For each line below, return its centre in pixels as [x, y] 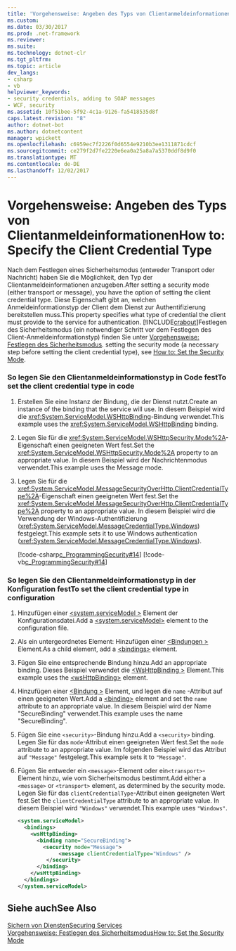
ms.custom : [23, 20]
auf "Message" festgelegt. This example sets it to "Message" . [102, 757]
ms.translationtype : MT [42, 158]
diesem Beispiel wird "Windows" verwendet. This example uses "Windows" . [123, 808]
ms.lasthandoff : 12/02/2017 [48, 170]
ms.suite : [22, 46]
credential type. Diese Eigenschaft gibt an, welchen [82, 299]
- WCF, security [31, 105]
